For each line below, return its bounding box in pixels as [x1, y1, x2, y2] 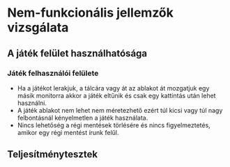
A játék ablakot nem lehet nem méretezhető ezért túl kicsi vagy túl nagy [17, 106, 223, 114]
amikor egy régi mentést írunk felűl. [17, 128, 120, 136]
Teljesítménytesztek [7, 148, 98, 161]
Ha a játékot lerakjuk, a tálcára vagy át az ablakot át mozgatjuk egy [17, 83, 210, 92]
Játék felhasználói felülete [7, 68, 99, 78]
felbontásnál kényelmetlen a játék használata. [17, 113, 148, 122]
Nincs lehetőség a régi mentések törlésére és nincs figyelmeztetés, [17, 120, 210, 129]
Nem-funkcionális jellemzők [7, 5, 174, 21]
